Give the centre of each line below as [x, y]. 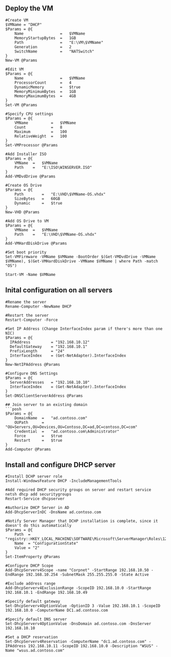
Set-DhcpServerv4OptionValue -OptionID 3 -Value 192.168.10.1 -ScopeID [83, 606]
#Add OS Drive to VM [27, 221]
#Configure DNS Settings [32, 373]
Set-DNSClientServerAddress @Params [44, 396]
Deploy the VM [29, 8]
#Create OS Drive [24, 185]
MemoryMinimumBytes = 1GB [45, 91]
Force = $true [38, 436]
